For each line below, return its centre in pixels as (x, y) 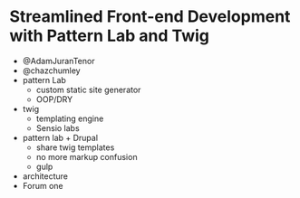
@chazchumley (51, 71)
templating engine (70, 118)
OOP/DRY (54, 99)
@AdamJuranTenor (58, 61)
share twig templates (75, 147)
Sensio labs (58, 127)
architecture (45, 176)
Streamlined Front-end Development (150, 17)
